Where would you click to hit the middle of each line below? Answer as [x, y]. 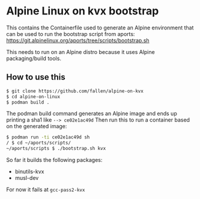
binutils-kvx [29, 171]
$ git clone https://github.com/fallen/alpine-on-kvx [75, 91]
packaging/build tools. [34, 58]
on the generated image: [37, 126]
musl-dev [27, 178]
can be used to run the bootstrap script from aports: [71, 34]
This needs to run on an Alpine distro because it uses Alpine [80, 52]
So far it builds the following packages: [54, 160]
